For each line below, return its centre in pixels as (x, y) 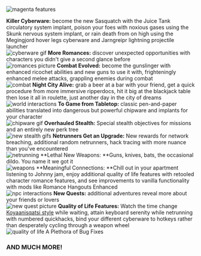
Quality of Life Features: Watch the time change (118, 206)
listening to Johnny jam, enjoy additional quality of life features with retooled (100, 174)
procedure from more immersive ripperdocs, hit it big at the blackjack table (98, 91)
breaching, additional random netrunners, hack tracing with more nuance (96, 142)
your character (25, 117)
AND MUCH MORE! (34, 247)
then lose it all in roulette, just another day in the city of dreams (84, 97)
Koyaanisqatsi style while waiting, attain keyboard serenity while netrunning (100, 212)
